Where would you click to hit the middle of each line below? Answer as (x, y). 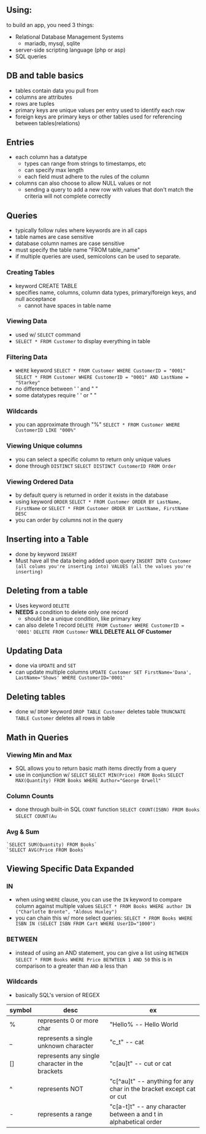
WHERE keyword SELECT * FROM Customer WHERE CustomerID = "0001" (100, 370)
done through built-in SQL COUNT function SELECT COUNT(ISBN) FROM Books (107, 809)
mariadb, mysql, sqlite (52, 43)
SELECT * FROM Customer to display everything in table (83, 341)
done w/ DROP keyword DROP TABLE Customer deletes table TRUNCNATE (100, 712)
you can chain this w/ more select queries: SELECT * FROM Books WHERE (104, 918)
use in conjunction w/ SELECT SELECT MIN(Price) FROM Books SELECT (100, 775)
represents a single (65, 1038)
